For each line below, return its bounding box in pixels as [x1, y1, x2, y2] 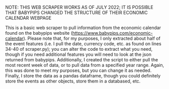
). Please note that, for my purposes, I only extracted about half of [23, 35, 160, 41]
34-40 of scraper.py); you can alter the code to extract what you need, [5, 46, 153, 52]
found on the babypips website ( [5, 30, 73, 36]
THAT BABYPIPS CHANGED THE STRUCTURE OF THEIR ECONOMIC [5, 10, 148, 16]
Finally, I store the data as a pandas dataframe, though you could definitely [5, 73, 161, 78]
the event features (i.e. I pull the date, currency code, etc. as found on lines [5, 41, 161, 47]
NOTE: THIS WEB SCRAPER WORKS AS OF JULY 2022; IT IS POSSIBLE [5, 5, 154, 10]
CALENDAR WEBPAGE [5, 15, 52, 21]
